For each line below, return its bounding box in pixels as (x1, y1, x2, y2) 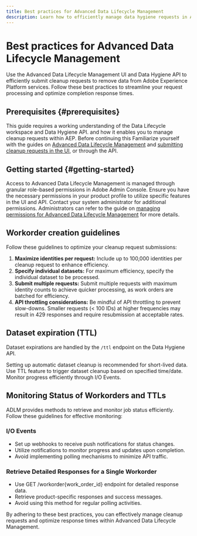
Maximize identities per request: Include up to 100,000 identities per (14, 255, 183, 262)
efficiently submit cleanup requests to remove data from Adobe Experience (6, 77, 188, 84)
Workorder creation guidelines (6, 228, 120, 238)
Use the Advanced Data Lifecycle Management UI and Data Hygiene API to (6, 71, 187, 78)
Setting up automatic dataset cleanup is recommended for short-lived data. (6, 361, 188, 368)
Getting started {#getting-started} (6, 164, 135, 174)
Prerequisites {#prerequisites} (6, 107, 120, 117)
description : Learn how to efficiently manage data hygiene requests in (6, 14, 188, 20)
